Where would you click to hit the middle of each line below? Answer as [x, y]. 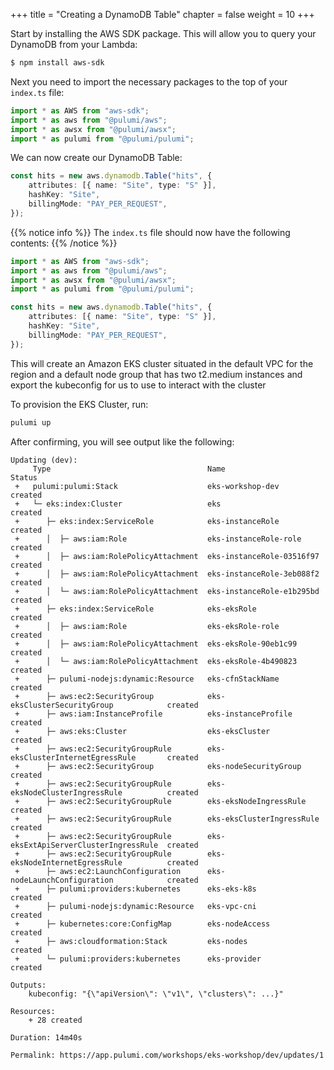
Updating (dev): [44, 460]
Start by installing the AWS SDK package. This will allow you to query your [163, 33]
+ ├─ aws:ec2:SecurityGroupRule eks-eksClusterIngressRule [167, 819]
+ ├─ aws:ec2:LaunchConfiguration [98, 871]
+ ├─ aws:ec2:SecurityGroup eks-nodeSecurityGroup [158, 766]
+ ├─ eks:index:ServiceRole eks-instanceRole [147, 521]
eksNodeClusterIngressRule [66, 792]
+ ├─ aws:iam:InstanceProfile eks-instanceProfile [153, 714]
